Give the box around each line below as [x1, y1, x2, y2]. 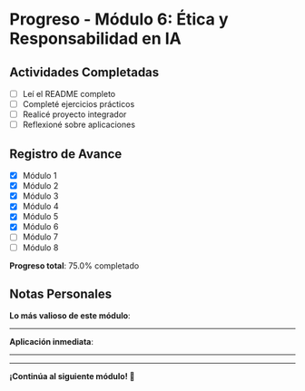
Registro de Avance [9, 146, 123, 161]
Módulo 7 [22, 231, 59, 242]
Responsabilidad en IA [9, 28, 182, 49]
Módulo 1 [22, 171, 57, 181]
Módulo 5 [22, 211, 59, 222]
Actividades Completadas [9, 64, 160, 80]
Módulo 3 [22, 191, 59, 201]
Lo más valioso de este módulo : [9, 310, 131, 321]
